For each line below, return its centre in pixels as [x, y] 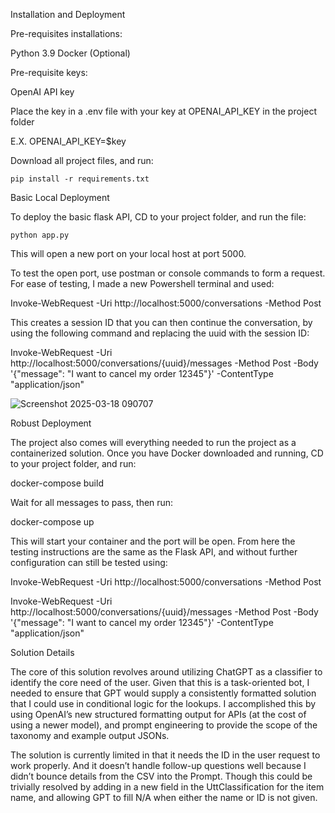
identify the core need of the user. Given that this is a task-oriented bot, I [160, 682]
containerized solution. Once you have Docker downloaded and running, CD [167, 453]
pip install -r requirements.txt [80, 179]
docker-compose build [57, 483]
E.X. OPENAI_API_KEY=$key [68, 141]
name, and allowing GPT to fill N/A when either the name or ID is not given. [164, 797]
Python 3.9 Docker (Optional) [70, 53]
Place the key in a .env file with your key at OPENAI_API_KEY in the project [163, 111]
